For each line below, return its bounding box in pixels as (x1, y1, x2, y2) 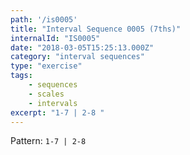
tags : (10, 71, 33, 81)
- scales (28, 89, 65, 99)
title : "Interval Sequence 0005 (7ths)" (10, 24, 182, 34)
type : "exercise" (10, 61, 83, 71)
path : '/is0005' (10, 14, 78, 25)
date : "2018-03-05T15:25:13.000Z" (10, 42, 155, 53)
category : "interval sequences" (10, 52, 145, 62)
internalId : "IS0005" (10, 33, 101, 43)
